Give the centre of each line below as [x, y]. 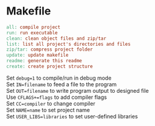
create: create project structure [50, 67]
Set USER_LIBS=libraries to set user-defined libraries [72, 116]
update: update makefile [37, 55]
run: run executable [32, 33]
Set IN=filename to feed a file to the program [62, 84]
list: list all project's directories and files [68, 44]
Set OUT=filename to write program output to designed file [77, 90]
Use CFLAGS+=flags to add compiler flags [57, 97]
